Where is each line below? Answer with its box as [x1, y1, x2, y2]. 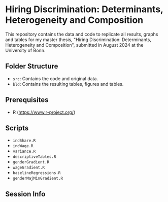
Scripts [5, 123, 29, 132]
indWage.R [12, 144, 34, 149]
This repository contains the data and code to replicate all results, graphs [5, 31, 158, 37]
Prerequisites [5, 95, 49, 105]
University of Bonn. [5, 47, 46, 53]
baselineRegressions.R [12, 171, 61, 176]
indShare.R [12, 138, 36, 143]
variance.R [12, 149, 36, 154]
